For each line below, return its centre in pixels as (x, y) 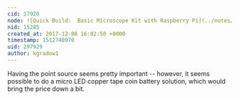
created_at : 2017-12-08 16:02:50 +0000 (67, 34)
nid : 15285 (23, 27)
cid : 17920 (23, 14)
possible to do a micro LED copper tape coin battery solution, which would (117, 81)
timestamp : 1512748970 (41, 40)
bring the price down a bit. (46, 89)
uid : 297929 (25, 47)
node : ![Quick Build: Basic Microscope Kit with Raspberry (99, 21)
